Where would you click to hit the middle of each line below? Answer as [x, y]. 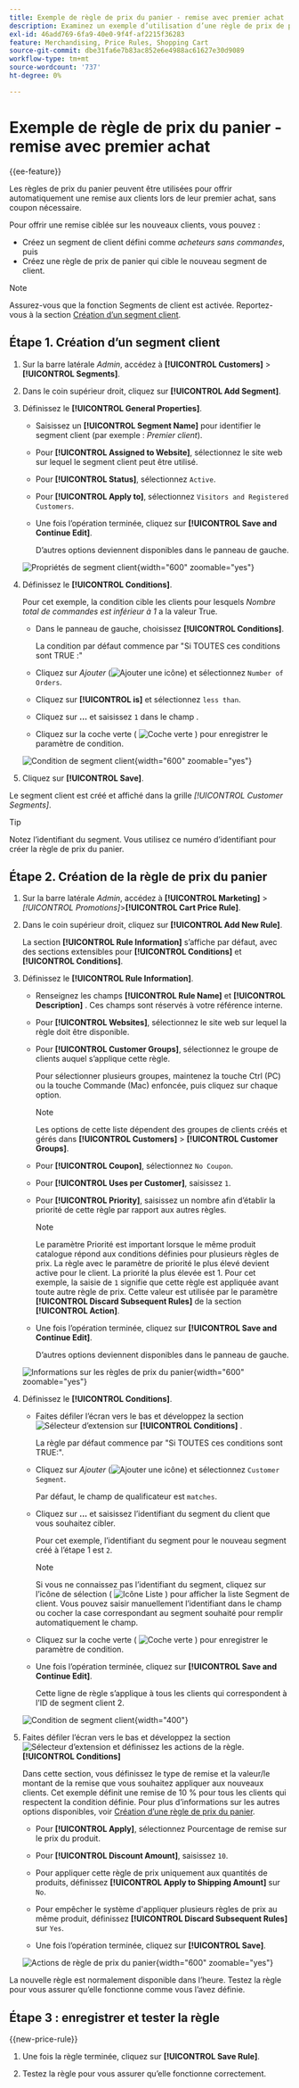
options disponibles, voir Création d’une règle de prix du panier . [138, 1811]
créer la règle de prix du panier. [67, 849]
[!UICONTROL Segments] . [71, 373]
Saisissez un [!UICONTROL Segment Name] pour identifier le [148, 426]
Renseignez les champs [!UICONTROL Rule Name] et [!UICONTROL [161, 996]
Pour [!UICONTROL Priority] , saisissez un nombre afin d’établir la [155, 1200]
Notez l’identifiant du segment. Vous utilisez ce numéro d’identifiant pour [143, 839]
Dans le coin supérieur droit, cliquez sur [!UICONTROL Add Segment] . [152, 391]
